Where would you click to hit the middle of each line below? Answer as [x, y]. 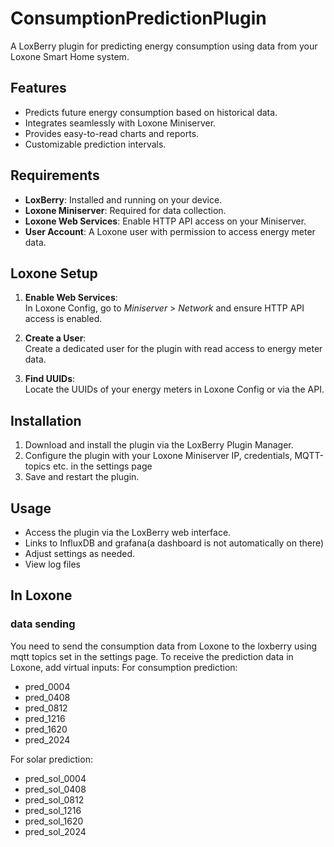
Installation [46, 420]
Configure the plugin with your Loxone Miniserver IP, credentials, [158, 456]
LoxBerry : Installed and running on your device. [123, 199]
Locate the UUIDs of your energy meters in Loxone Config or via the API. [174, 389]
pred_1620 [46, 729]
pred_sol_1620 [54, 821]
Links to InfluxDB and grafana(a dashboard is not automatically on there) [174, 543]
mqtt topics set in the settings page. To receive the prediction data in [152, 656]
